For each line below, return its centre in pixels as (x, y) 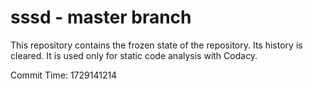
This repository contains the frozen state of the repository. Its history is (156, 45)
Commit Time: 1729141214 (64, 75)
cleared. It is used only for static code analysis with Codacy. (134, 55)
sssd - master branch (101, 17)
